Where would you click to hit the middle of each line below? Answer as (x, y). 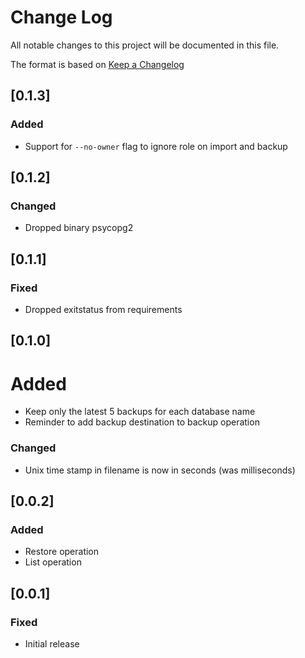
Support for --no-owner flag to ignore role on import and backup (156, 146)
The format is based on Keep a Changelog (97, 64)
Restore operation (62, 552)
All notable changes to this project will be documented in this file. (145, 45)
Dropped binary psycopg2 (79, 228)
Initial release (52, 644)
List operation (53, 562)
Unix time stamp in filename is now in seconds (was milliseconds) (160, 470)
